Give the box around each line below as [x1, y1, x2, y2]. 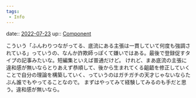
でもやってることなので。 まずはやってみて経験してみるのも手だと [21, 78, 182, 85]
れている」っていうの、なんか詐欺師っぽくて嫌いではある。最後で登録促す [6, 49, 186, 56]
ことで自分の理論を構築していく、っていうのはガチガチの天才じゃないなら [6, 71, 186, 78]
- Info [8, 14, 25, 20]
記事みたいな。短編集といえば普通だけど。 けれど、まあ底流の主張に [21, 57, 187, 64]
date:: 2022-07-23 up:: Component [6, 30, 92, 37]
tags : [6, 8, 19, 15]
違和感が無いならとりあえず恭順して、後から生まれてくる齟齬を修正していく [6, 64, 191, 71]
